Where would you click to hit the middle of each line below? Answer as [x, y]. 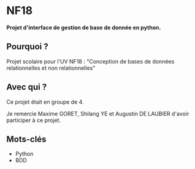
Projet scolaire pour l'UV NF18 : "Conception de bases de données [90, 61]
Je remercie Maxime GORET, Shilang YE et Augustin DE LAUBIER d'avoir [98, 113]
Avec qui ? [27, 87]
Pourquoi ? [28, 47]
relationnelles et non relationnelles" [51, 68]
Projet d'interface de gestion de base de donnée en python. [84, 27]
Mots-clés [26, 139]
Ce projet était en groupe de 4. [45, 102]
